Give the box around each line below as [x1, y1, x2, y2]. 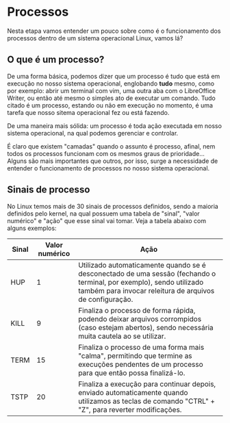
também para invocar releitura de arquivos [78, 285, 215, 295]
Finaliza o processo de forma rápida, [78, 305, 196, 315]
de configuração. [78, 294, 133, 304]
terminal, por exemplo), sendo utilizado [78, 277, 204, 287]
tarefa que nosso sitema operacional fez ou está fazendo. [7, 108, 170, 116]
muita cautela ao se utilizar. [78, 331, 166, 341]
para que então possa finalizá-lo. [78, 368, 186, 377]
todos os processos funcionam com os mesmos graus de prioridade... [7, 149, 205, 157]
